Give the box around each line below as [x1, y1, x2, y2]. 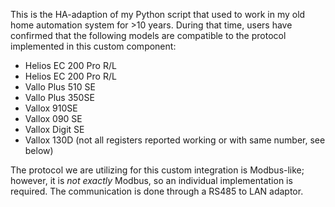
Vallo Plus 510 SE [24, 81, 96, 93]
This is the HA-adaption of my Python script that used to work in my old [10, 9, 306, 20]
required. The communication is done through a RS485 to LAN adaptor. [10, 185, 304, 197]
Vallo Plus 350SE [24, 92, 95, 103]
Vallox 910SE [24, 102, 78, 114]
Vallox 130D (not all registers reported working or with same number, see [24, 134, 326, 146]
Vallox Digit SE [24, 124, 85, 135]
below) [24, 145, 54, 156]
